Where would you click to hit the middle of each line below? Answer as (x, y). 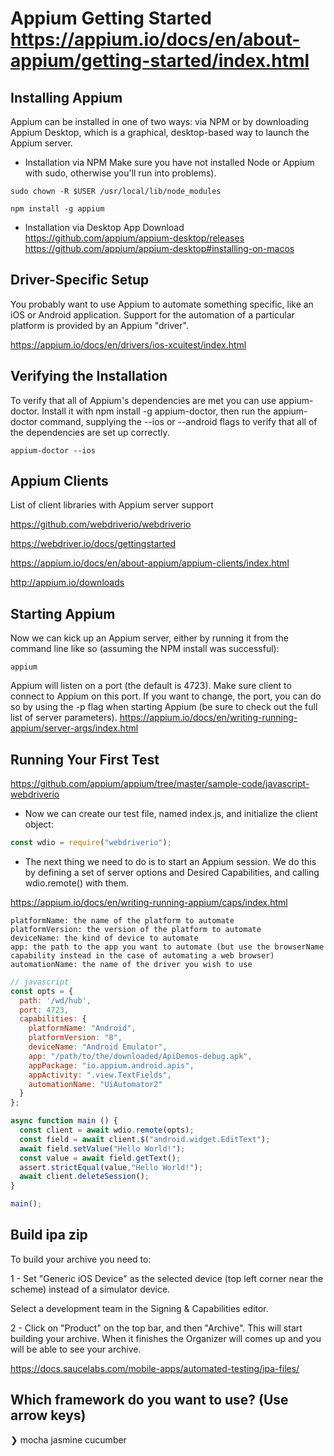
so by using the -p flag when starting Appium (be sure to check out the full (164, 707)
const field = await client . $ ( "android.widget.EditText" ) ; (145, 1139)
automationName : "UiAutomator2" (95, 1084)
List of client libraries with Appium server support (112, 505)
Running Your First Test (85, 759)
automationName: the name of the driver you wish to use (131, 964)
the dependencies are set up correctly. (90, 432)
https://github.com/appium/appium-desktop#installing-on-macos (159, 248)
